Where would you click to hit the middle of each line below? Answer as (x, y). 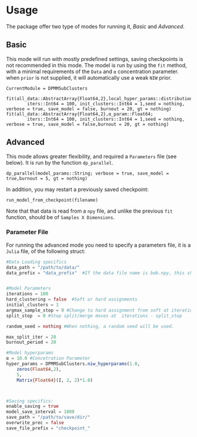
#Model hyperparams (30, 353)
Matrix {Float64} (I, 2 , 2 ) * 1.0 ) (55, 380)
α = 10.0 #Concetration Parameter (48, 359)
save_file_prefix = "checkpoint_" (48, 428)
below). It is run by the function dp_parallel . (60, 162)
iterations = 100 (27, 294)
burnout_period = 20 (31, 342)
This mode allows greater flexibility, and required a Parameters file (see (91, 156)
